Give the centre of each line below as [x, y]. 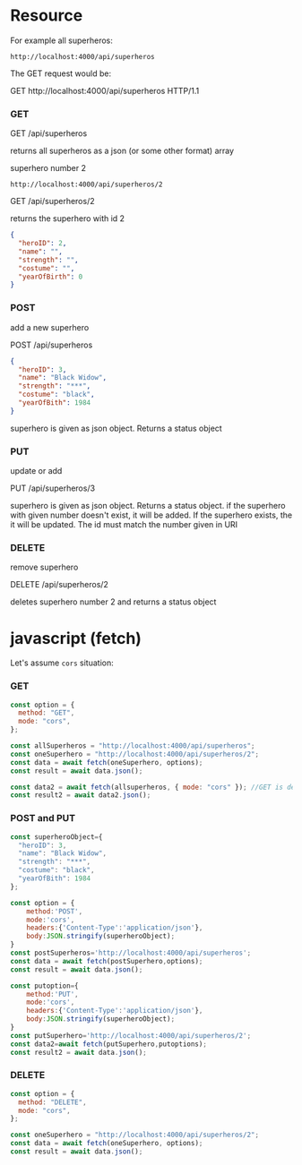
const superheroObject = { [56, 837]
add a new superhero [50, 327]
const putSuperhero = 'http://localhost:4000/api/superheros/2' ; [131, 1035]
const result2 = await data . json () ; [78, 1052]
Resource [47, 16]
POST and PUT [43, 818]
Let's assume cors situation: [62, 663]
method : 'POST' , [55, 911]
